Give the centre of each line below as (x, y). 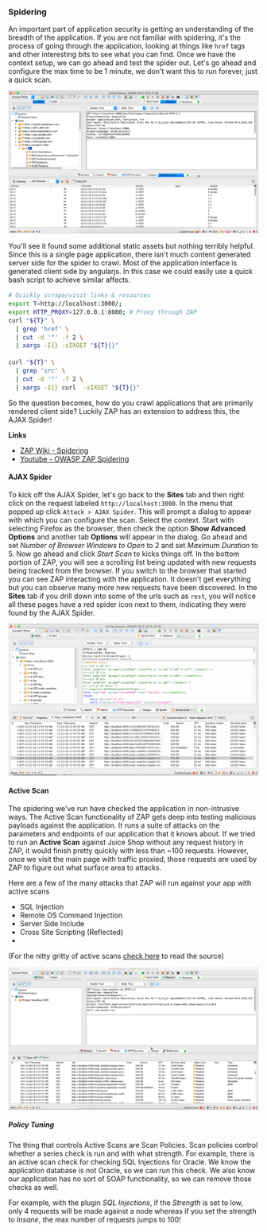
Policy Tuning (31, 1125)
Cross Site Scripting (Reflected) (72, 932)
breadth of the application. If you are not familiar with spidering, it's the (124, 37)
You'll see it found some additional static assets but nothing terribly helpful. (132, 246)
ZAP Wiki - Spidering (54, 450)
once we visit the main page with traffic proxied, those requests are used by (133, 859)
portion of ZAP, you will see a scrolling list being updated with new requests (132, 562)
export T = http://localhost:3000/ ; (66, 304)
